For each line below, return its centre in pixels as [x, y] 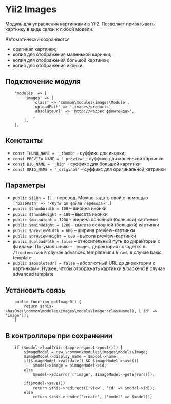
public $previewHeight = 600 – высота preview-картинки [74, 236]
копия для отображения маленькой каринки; [62, 54]
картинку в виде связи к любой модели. [50, 29]
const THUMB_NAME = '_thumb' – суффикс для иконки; [69, 153]
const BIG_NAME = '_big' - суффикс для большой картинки [77, 164]
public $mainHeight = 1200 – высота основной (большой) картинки [86, 225]
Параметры [25, 185]
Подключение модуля [43, 81]
